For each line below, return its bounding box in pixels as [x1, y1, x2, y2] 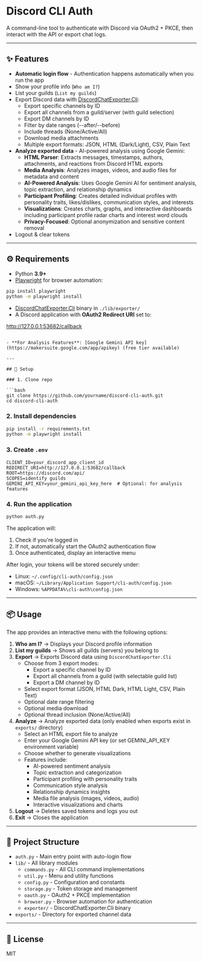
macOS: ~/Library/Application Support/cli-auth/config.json [14, 579, 172, 586]
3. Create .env [6, 446, 48, 454]
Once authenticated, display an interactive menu [14, 549, 136, 556]
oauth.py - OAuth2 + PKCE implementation [24, 891, 130, 899]
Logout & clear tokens [14, 231, 70, 238]
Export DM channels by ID [24, 115, 89, 122]
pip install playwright [6, 288, 66, 294]
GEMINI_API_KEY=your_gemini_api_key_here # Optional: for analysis [6, 480, 182, 486]
